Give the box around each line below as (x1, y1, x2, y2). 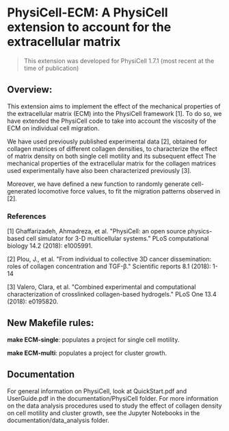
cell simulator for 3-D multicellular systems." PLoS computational (26, 235, 209, 243)
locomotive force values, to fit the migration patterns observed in (37, 187, 221, 195)
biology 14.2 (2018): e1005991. (7, 242, 93, 250)
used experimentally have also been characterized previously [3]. (7, 166, 191, 174)
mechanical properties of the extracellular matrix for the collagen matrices (7, 159, 217, 167)
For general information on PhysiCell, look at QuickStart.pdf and (7, 386, 187, 395)
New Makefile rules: (7, 317, 94, 329)
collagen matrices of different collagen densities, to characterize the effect (7, 144, 217, 152)
